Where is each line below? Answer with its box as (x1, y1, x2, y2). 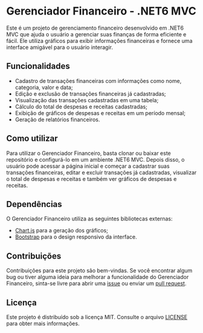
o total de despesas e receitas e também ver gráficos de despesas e (6, 175, 177, 182)
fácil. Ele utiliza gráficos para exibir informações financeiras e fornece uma (6, 37, 193, 44)
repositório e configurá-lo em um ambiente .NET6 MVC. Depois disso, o (6, 156, 185, 163)
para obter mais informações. (6, 320, 80, 327)
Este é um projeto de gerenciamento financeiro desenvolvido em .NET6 (6, 24, 184, 31)
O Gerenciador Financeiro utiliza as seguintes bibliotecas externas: (6, 215, 173, 222)
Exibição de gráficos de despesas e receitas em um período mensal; (14, 109, 186, 116)
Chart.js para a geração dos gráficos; (14, 227, 109, 234)
